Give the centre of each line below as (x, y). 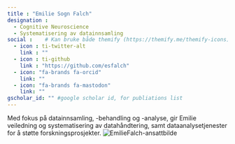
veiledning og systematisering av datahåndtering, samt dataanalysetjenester (117, 125)
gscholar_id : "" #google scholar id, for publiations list (95, 99)
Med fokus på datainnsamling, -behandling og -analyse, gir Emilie (102, 118)
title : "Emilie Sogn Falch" (50, 14)
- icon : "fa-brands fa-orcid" (57, 72)
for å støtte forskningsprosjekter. (54, 133)
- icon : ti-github (42, 59)
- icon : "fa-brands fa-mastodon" (62, 85)
